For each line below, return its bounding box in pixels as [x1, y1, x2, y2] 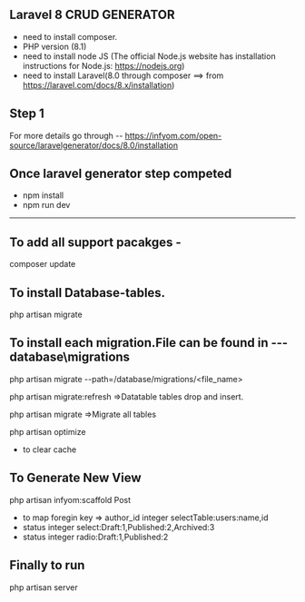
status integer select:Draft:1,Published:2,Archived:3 [22, 521, 215, 532]
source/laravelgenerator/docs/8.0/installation [9, 140, 179, 151]
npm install [22, 190, 64, 201]
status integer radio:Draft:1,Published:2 [22, 531, 169, 542]
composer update [9, 259, 76, 270]
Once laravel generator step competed [9, 166, 232, 182]
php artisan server [9, 581, 79, 593]
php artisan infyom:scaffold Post [9, 494, 132, 505]
